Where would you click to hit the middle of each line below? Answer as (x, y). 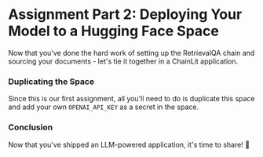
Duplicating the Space (51, 82)
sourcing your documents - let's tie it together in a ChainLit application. (123, 61)
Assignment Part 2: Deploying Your (125, 15)
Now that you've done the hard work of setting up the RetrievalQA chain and (131, 53)
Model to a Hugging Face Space (114, 31)
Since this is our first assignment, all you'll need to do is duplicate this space (131, 99)
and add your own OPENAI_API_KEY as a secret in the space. (104, 107)
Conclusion (31, 127)
